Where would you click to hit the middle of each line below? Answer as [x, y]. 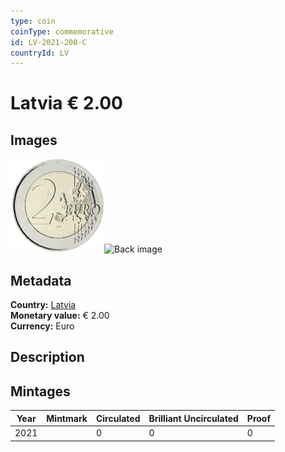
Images [34, 140]
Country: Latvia [43, 305]
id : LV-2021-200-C [48, 42]
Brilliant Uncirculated [193, 418]
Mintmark [67, 418]
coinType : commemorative [62, 31]
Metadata [41, 280]
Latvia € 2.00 [66, 103]
